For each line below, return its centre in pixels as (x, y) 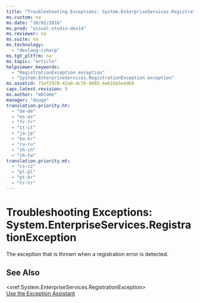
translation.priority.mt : (38, 161)
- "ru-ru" (24, 144)
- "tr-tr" (24, 183)
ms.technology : (25, 45)
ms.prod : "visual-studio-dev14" (46, 28)
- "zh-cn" (24, 150)
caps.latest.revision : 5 (37, 89)
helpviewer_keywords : (33, 67)
